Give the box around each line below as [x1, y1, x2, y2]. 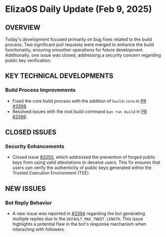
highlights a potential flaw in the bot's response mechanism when [12, 221, 147, 227]
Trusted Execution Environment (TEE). [12, 170, 90, 176]
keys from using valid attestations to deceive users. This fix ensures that [12, 160, 161, 166]
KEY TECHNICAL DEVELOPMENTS [5, 72, 113, 80]
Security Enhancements [5, 143, 64, 150]
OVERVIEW [5, 23, 41, 32]
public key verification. [5, 58, 52, 63]
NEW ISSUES [5, 184, 46, 193]
